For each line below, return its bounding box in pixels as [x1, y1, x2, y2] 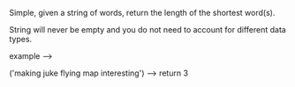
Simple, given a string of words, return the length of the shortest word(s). [9, 8, 276, 18]
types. [9, 34, 33, 44]
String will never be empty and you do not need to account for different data [9, 25, 287, 34]
